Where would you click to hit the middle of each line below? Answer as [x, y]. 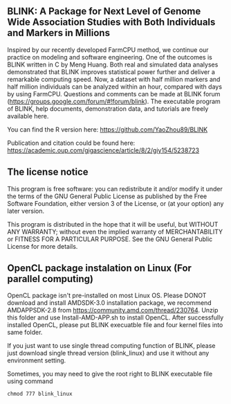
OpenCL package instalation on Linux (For [100, 269]
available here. [28, 116]
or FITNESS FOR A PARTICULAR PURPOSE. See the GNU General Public [110, 239]
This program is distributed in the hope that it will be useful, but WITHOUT [113, 224]
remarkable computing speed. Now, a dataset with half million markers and [114, 79]
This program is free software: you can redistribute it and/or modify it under [115, 188]
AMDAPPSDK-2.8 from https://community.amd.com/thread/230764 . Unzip [113, 310]
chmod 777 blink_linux [40, 394]
